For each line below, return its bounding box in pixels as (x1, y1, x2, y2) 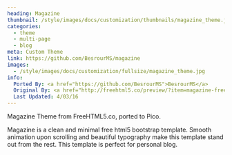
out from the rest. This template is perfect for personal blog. (7, 141, 178, 148)
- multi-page (13, 36, 51, 43)
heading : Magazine (7, 10, 60, 17)
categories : (7, 23, 41, 30)
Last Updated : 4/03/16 (13, 94, 79, 101)
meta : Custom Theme (7, 49, 64, 56)
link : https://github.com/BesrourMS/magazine (7, 55, 140, 62)
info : (7, 74, 23, 81)
